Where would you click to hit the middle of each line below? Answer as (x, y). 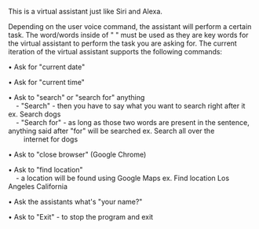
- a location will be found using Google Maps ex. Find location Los (122, 178)
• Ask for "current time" (46, 82)
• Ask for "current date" (47, 67)
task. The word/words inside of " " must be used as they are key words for (128, 35)
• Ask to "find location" (46, 170)
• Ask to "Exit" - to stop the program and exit (81, 217)
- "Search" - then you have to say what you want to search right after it (130, 106)
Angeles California (38, 187)
